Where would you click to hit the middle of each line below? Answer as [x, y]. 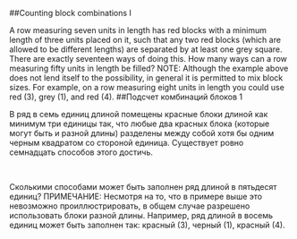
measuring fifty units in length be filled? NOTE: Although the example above [149, 68]
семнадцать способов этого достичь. [81, 152]
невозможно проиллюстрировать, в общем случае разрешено [130, 206]
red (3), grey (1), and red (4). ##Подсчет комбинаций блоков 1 [126, 97]
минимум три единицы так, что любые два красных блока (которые [140, 124]
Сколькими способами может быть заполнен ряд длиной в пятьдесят [143, 187]
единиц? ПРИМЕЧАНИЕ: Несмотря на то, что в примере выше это [136, 196]
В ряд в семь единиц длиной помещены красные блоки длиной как [139, 114]
